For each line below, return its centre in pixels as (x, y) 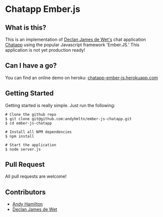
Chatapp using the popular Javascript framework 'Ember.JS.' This (72, 45)
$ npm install (20, 136)
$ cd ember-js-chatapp (28, 123)
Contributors (26, 192)
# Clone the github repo (31, 114)
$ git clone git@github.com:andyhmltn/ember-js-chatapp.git (69, 119)
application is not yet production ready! (45, 50)
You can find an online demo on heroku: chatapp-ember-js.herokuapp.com (82, 78)
